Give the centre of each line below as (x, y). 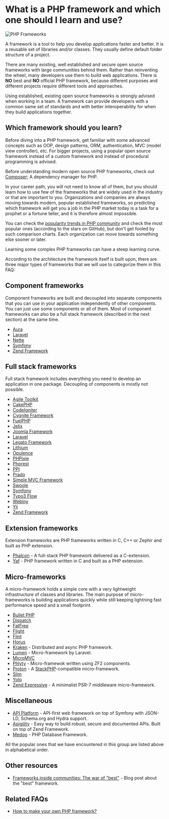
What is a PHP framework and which (83, 9)
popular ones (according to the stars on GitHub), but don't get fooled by (80, 228)
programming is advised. (31, 161)
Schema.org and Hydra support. (54, 718)
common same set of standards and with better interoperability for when (81, 106)
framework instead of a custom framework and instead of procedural (77, 156)
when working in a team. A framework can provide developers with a (77, 101)
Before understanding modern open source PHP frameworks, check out (80, 171)
